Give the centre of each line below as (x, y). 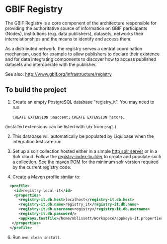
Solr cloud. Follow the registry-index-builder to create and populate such (87, 156)
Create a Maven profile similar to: (46, 177)
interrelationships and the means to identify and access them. (68, 39)
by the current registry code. (42, 167)
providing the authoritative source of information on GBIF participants (76, 28)
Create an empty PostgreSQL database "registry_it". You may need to (83, 102)
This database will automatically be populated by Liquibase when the (83, 136)
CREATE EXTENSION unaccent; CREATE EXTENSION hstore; (69, 117)
